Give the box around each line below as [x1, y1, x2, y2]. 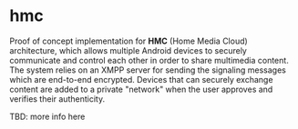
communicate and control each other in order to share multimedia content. [9, 55, 289, 65]
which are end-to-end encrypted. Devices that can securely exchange [9, 74, 273, 84]
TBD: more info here [9, 111, 86, 122]
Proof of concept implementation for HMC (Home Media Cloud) [9, 35, 248, 46]
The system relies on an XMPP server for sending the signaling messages [9, 64, 287, 75]
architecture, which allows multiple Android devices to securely [9, 45, 248, 55]
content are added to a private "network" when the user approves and [9, 84, 273, 94]
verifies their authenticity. [9, 93, 106, 104]
